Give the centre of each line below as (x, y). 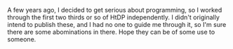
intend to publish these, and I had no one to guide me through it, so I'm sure (117, 24)
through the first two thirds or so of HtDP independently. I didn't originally (113, 17)
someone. (22, 39)
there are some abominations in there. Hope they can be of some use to (111, 32)
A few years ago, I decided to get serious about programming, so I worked (115, 10)
